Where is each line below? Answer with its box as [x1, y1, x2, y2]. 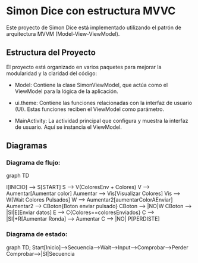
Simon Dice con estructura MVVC [6, 4, 176, 18]
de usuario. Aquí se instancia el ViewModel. [14, 123, 122, 131]
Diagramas [6, 141, 48, 151]
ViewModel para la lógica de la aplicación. [14, 88, 119, 95]
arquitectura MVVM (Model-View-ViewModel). [6, 30, 120, 37]
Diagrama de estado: [6, 230, 68, 239]
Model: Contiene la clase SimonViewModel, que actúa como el [14, 81, 168, 88]
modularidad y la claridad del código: [6, 70, 97, 77]
